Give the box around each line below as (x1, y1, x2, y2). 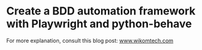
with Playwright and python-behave (6, 17, 192, 31)
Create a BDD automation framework (6, 4, 196, 18)
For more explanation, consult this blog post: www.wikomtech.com (6, 37, 173, 44)
